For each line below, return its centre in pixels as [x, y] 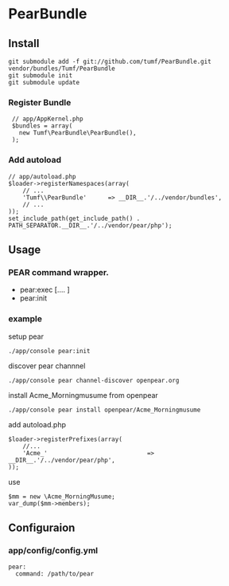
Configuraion [42, 527]
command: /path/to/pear [54, 574]
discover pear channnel [47, 366]
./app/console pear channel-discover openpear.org [94, 380]
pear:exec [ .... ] [45, 290]
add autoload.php [37, 424]
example [25, 319]
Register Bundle [40, 102]
